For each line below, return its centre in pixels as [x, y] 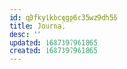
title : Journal [38, 26]
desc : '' [25, 34]
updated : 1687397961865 [54, 43]
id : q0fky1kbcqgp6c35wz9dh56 [63, 17]
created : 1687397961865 [54, 51]
